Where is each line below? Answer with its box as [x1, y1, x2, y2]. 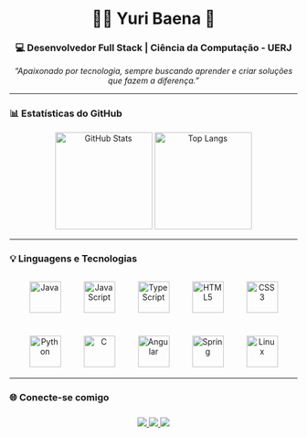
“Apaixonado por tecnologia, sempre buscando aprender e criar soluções [14, 66, 293, 77]
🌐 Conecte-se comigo [9, 390, 110, 403]
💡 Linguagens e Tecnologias [9, 251, 138, 264]
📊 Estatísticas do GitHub [9, 107, 122, 120]
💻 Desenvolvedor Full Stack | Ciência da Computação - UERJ [15, 41, 292, 54]
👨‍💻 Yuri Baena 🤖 [90, 8, 217, 29]
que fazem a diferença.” [108, 75, 199, 86]
